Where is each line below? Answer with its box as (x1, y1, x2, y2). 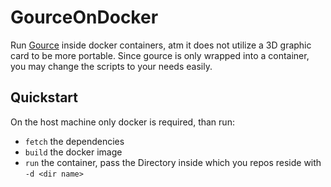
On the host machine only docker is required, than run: (10, 116, 235, 128)
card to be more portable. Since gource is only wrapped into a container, (10, 49, 310, 61)
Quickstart (10, 89, 79, 106)
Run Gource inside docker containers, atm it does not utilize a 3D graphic (10, 39, 312, 51)
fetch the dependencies (24, 135, 125, 147)
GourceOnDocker (10, 6, 159, 29)
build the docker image (24, 146, 123, 158)
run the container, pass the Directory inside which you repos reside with (24, 156, 322, 168)
